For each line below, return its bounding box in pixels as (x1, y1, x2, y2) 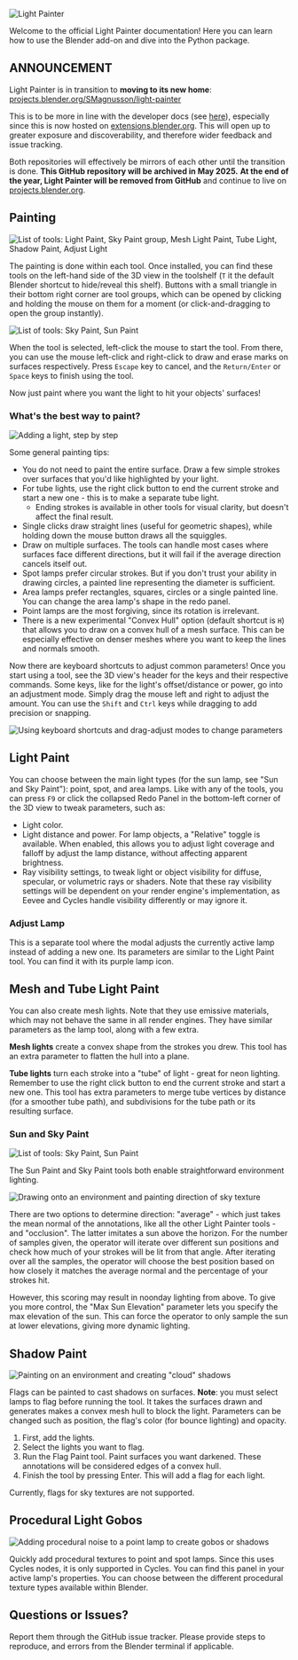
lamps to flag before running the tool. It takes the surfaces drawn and (9, 1396, 263, 1406)
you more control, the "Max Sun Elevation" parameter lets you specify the (9, 1302, 278, 1312)
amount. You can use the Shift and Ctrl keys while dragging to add (9, 697, 257, 709)
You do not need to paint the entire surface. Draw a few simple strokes (21, 464, 281, 475)
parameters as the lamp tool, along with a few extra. (9, 1024, 200, 1035)
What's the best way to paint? (9, 409, 141, 421)
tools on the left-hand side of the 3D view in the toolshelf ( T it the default (9, 270, 275, 280)
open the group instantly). (9, 307, 104, 319)
